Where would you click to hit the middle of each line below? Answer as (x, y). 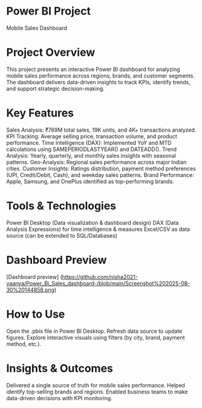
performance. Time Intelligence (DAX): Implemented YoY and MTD (89, 142)
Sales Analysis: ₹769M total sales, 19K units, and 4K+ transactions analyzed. (101, 130)
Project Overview (51, 52)
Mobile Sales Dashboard (37, 28)
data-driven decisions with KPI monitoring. (60, 398)
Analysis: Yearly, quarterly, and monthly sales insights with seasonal (91, 155)
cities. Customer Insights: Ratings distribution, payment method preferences (101, 169)
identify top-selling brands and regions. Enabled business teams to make (97, 392)
